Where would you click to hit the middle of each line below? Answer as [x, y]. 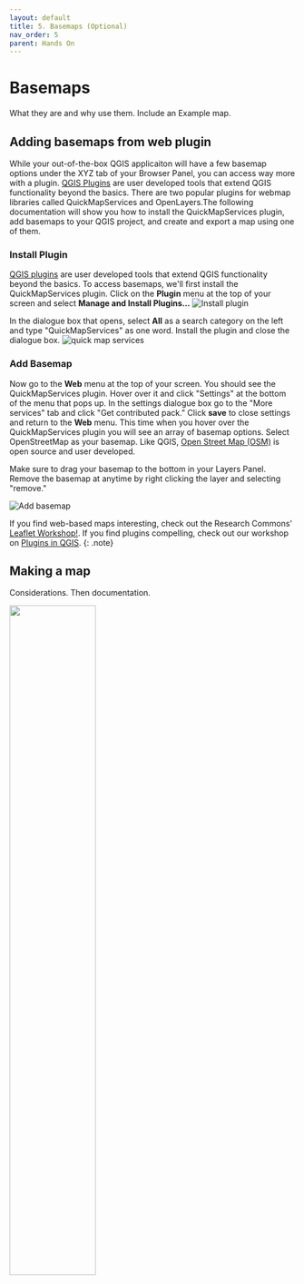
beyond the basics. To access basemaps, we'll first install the [124, 284]
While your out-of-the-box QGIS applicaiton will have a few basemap [138, 163]
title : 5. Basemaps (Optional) [69, 26]
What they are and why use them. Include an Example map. [120, 114]
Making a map [50, 571]
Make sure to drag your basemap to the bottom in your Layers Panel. [137, 469]
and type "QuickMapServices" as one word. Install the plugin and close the [150, 331]
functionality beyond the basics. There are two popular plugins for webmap [150, 193]
